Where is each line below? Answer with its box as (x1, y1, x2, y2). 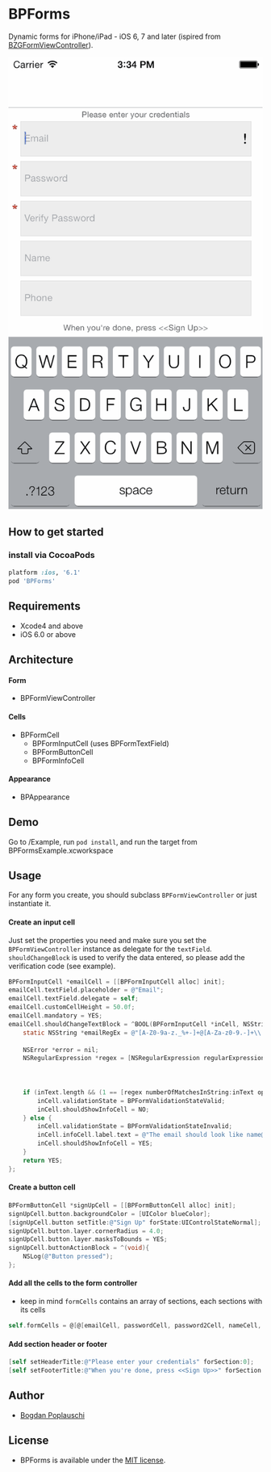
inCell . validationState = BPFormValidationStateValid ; (37, 1097, 226, 1105)
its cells (19, 1305, 46, 1315)
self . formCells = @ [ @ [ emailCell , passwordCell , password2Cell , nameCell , (8, 1322, 262, 1330)
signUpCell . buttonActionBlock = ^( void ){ (8, 1244, 150, 1252)
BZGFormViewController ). (8, 40, 94, 49)
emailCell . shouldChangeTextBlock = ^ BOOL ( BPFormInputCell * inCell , (8, 1020, 240, 1028)
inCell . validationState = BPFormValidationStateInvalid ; (37, 1122, 232, 1130)
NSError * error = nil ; (23, 1046, 99, 1054)
